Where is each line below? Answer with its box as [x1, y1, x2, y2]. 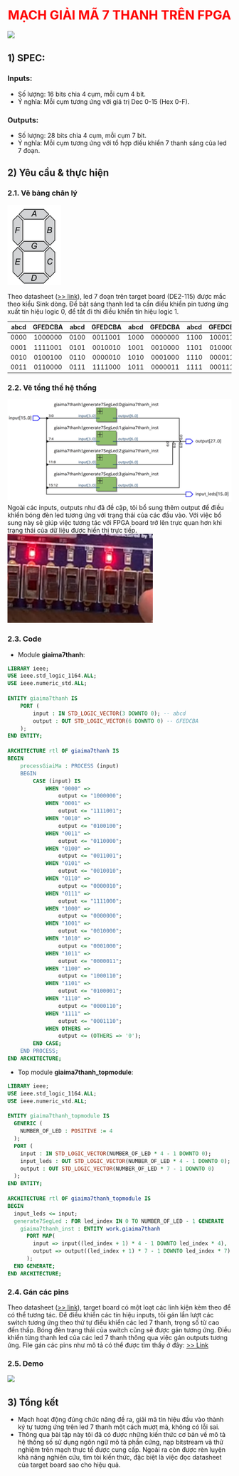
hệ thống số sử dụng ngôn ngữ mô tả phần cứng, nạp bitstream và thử [17, 1438, 224, 1447]
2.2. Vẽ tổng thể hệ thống [7, 383, 97, 393]
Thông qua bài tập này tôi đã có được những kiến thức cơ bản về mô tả [17, 1430, 226, 1439]
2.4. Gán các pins [7, 1287, 69, 1297]
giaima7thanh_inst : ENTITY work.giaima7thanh [20, 1225, 161, 1232]
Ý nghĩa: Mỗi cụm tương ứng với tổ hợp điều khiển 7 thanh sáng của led [17, 139, 227, 147]
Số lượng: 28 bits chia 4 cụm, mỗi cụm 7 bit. [17, 131, 147, 139]
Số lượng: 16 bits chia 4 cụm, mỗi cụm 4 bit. [17, 90, 146, 98]
